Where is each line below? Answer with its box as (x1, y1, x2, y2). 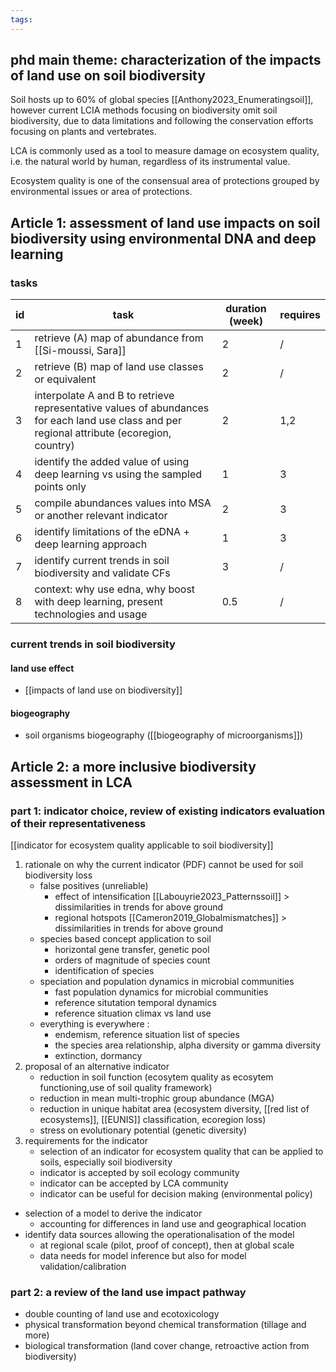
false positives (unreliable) (39, 880, 149, 892)
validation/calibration (39, 1261, 127, 1273)
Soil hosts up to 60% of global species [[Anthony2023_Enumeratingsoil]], (10, 94, 314, 106)
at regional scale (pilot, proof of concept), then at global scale (39, 1239, 295, 1251)
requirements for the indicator (24, 1135, 148, 1147)
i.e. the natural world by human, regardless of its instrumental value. (10, 156, 291, 168)
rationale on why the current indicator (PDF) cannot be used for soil (24, 859, 304, 871)
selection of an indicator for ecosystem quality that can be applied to (39, 1146, 324, 1158)
